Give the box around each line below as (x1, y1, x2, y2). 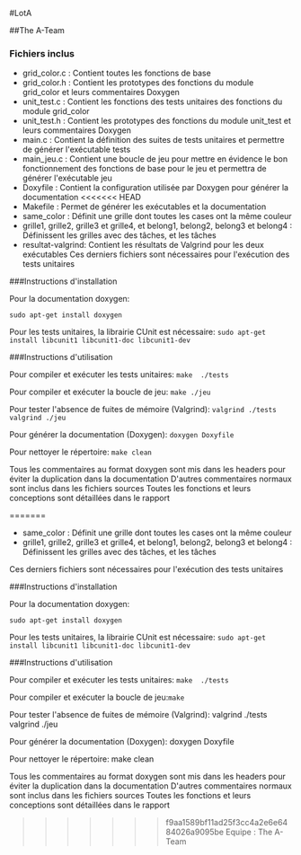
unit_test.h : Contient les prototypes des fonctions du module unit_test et (22, 116, 292, 127)
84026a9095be (165, 826, 225, 838)
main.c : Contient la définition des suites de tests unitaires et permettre (22, 135, 285, 145)
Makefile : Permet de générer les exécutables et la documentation (22, 201, 267, 212)
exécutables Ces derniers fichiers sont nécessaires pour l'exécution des (22, 249, 290, 260)
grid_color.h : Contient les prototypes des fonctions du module (22, 77, 254, 88)
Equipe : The (226, 826, 273, 838)
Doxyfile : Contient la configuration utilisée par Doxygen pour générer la (22, 182, 289, 193)
